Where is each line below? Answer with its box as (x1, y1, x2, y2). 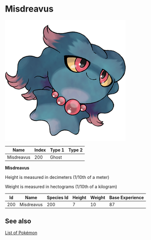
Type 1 (50, 147, 65, 153)
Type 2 (68, 147, 83, 153)
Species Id (46, 194, 69, 200)
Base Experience (109, 194, 144, 200)
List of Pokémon (5, 230, 38, 236)
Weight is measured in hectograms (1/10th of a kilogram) (5, 184, 117, 190)
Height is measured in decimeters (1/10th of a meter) (5, 175, 110, 180)
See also (5, 217, 31, 225)
